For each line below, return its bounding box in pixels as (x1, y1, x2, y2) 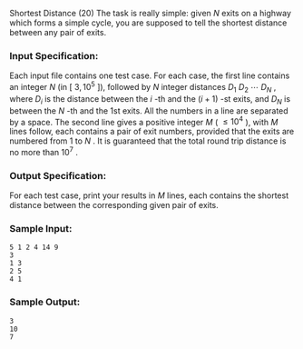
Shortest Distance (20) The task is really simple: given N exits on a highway (9, 8, 292, 18)
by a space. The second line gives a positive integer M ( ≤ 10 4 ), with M (9, 115, 279, 127)
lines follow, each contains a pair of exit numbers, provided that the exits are (9, 126, 295, 137)
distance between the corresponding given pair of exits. (9, 200, 220, 211)
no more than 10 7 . (9, 145, 79, 157)
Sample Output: (9, 295, 81, 308)
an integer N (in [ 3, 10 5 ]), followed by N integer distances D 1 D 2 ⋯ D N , (9, 80, 277, 95)
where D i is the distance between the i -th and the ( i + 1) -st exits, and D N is (9, 93, 291, 106)
